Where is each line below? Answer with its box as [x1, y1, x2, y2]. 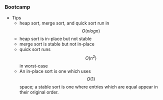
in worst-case [19, 62, 48, 68]
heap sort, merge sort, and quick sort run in [19, 20, 109, 26]
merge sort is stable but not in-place [19, 41, 94, 47]
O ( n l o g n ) [81, 28, 100, 34]
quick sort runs [19, 46, 51, 52]
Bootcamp [4, 3, 30, 10]
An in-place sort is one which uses [19, 68, 91, 74]
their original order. [19, 89, 59, 95]
